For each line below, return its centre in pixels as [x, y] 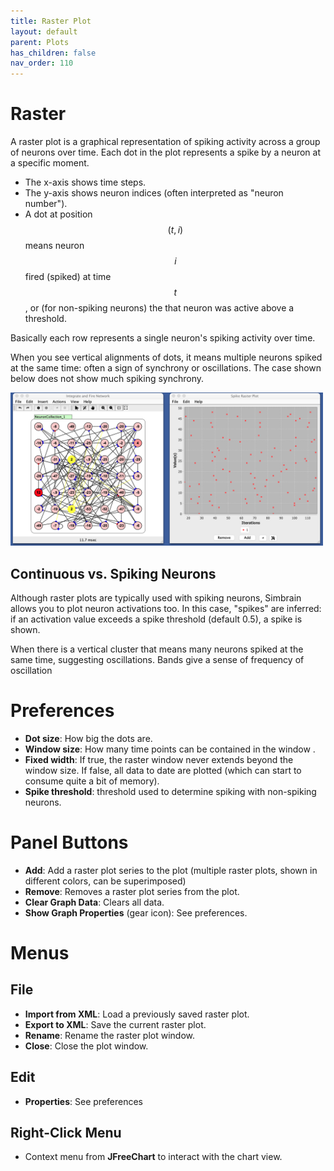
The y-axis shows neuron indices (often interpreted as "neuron [154, 193]
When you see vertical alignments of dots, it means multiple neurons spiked [166, 357]
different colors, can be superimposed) [105, 881]
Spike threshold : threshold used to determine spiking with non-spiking [170, 791]
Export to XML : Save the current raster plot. [115, 1024]
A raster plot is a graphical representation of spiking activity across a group [165, 142]
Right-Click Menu [66, 1133]
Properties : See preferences [84, 1101]
